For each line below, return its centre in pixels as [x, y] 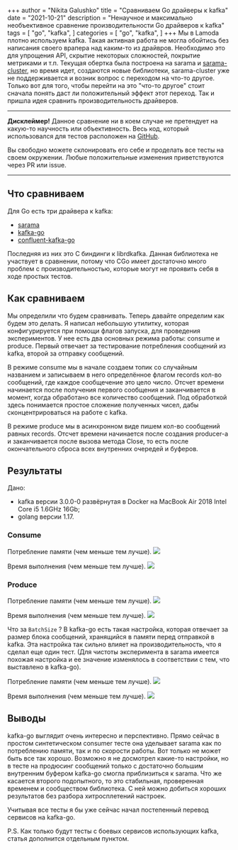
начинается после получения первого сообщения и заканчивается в [112, 390]
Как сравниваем [46, 298]
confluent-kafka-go [46, 240]
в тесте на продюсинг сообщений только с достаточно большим [105, 766]
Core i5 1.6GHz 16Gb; [49, 509]
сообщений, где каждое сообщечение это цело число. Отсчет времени [116, 382]
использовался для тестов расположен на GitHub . [84, 136]
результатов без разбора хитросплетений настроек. [87, 796]
